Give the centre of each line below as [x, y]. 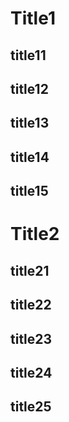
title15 [29, 191]
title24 [31, 372]
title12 [29, 88]
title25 [31, 407]
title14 [30, 157]
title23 [31, 338]
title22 [31, 305]
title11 [28, 55]
